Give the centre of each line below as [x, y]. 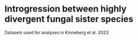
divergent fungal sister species [69, 19]
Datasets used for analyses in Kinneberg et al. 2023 [57, 32]
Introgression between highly [66, 9]
